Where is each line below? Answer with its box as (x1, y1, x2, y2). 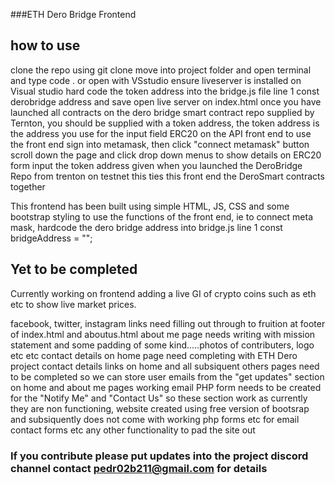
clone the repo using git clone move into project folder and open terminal (10, 64, 312, 76)
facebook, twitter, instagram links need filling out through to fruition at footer (10, 317, 326, 329)
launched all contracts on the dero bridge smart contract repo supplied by (10, 106, 315, 118)
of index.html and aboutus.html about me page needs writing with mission (10, 328, 316, 340)
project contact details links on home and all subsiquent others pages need (10, 360, 320, 372)
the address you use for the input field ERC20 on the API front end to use (10, 127, 312, 139)
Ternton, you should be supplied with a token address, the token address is (10, 117, 320, 129)
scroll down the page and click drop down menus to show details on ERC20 (10, 149, 322, 161)
